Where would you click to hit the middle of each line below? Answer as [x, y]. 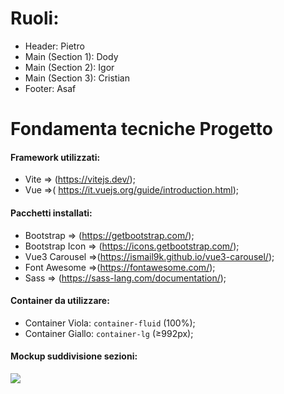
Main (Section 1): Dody [71, 56]
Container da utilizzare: [60, 301]
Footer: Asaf [50, 88]
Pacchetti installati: [51, 213]
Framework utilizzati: [55, 157]
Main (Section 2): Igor [69, 67]
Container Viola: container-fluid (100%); [110, 323]
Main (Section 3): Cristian [77, 78]
